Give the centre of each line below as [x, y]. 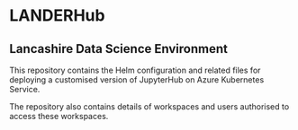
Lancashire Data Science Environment [118, 49]
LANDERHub [57, 16]
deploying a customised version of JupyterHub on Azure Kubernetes [137, 80]
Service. [25, 89]
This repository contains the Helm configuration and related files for [135, 70]
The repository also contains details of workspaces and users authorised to [149, 107]
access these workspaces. [59, 116]
